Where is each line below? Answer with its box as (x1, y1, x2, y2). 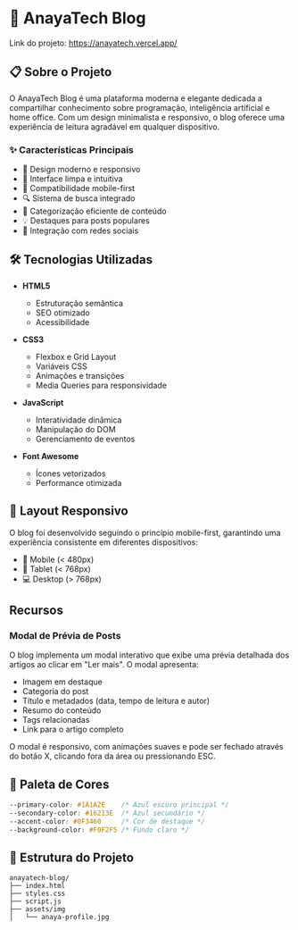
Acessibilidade (35, 316, 90, 327)
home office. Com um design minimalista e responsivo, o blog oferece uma (9, 112, 286, 122)
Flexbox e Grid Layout (35, 351, 117, 362)
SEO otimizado (35, 307, 91, 318)
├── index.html (9, 882, 66, 891)
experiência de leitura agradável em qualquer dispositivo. (9, 121, 220, 132)
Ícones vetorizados (35, 468, 106, 479)
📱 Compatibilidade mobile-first (21, 183, 136, 194)
